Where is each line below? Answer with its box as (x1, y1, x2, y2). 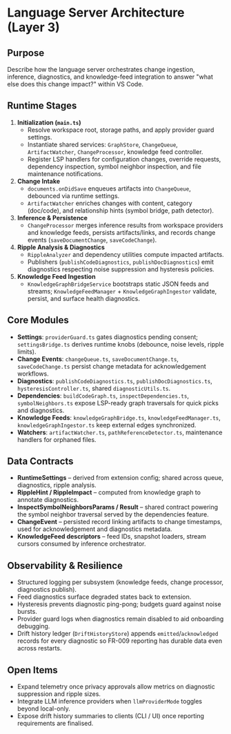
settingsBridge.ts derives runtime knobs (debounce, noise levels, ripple (17, 340, 224, 348)
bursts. (17, 608, 38, 616)
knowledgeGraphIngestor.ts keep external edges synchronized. (17, 421, 197, 429)
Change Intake (17, 177, 61, 185)
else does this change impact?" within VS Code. (7, 80, 143, 88)
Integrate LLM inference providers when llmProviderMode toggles (17, 697, 202, 706)
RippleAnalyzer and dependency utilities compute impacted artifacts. (27, 250, 224, 258)
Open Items (7, 664, 59, 676)
